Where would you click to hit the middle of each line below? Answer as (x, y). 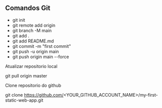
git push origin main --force (41, 57)
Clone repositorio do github (33, 85)
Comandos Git (28, 8)
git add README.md (33, 41)
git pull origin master (26, 75)
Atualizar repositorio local (31, 66)
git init (19, 20)
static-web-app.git (24, 100)
